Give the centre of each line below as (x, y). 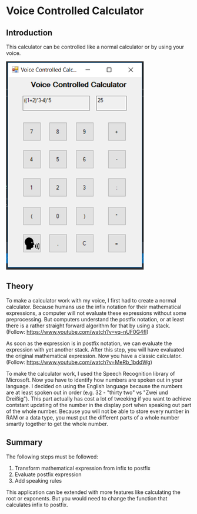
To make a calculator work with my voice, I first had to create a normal (91, 300)
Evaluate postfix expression (48, 474)
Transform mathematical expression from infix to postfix (83, 468)
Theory (20, 286)
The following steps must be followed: (52, 457)
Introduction (29, 33)
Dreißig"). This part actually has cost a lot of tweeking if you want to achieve (99, 398)
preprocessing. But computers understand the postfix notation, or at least (95, 319)
